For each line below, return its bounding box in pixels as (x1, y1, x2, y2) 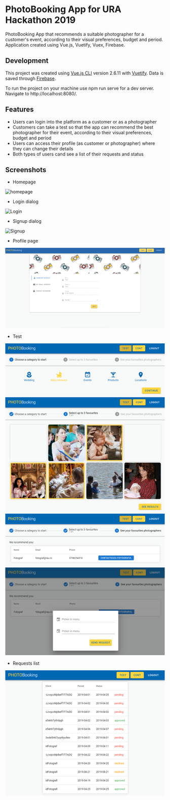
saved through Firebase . (5, 75, 56, 82)
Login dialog (12, 198, 39, 205)
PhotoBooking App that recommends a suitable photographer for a (5, 31, 144, 37)
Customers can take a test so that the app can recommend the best (12, 124, 153, 130)
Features (5, 105, 34, 114)
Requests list (12, 660, 39, 666)
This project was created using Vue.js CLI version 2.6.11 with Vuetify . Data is (5, 70, 163, 76)
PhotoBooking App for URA (5, 4, 121, 15)
